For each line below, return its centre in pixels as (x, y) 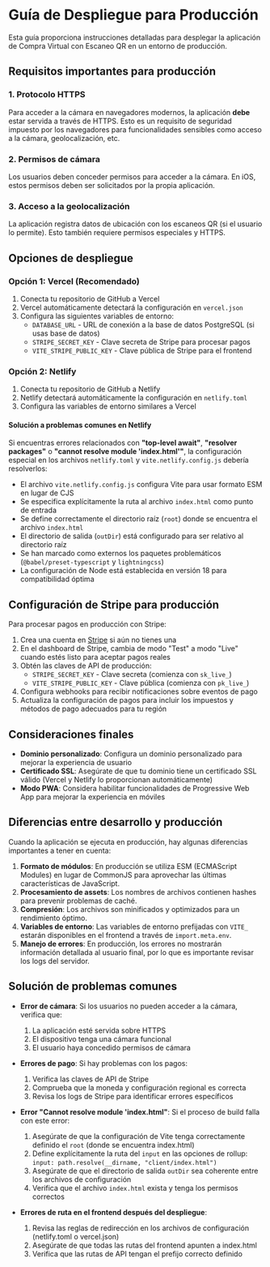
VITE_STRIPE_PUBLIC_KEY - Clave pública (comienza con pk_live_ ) (141, 683)
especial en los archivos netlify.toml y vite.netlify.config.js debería (129, 460)
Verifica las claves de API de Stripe (91, 1079)
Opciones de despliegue (71, 258)
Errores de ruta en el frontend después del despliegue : (114, 1212)
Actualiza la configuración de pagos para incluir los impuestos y (127, 700)
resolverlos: (28, 469)
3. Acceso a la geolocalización (70, 206)
